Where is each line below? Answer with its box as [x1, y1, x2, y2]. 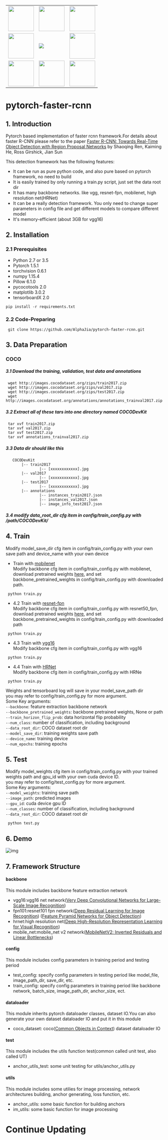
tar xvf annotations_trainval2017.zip [7, 434, 89, 440]
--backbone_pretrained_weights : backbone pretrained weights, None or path [5, 709, 163, 715]
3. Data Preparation [5, 341, 67, 349]
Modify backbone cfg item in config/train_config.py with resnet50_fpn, [12, 605, 158, 611]
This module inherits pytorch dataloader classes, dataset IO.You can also [5, 1011, 156, 1017]
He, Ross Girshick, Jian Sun [5, 149, 63, 155]
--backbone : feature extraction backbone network [5, 704, 107, 710]
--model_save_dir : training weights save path [5, 730, 98, 736]
